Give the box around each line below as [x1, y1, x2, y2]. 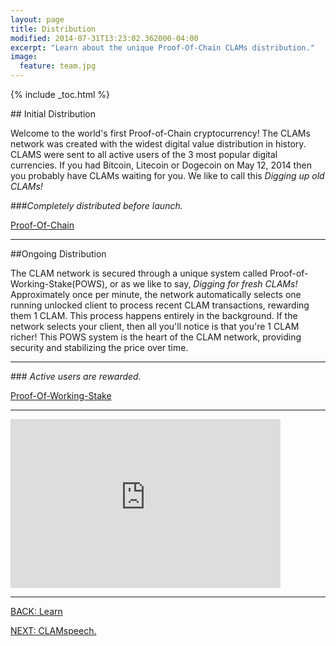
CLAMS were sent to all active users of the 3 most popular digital [10, 149, 278, 160]
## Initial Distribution [10, 108, 97, 120]
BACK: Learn [10, 606, 63, 617]
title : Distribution [10, 24, 97, 34]
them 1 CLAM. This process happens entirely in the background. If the [10, 310, 298, 321]
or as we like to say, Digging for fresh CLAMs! [109, 278, 298, 290]
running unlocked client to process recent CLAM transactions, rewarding [10, 299, 310, 311]
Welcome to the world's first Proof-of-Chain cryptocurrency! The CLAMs [10, 127, 311, 139]
